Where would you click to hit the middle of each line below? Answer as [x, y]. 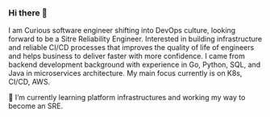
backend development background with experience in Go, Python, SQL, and [135, 65]
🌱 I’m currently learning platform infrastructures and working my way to [127, 98]
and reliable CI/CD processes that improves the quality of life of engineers [131, 48]
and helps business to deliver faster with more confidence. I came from [127, 56]
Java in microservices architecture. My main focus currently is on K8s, [125, 73]
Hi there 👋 [28, 13]
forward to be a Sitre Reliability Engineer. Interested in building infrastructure [135, 39]
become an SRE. [36, 106]
